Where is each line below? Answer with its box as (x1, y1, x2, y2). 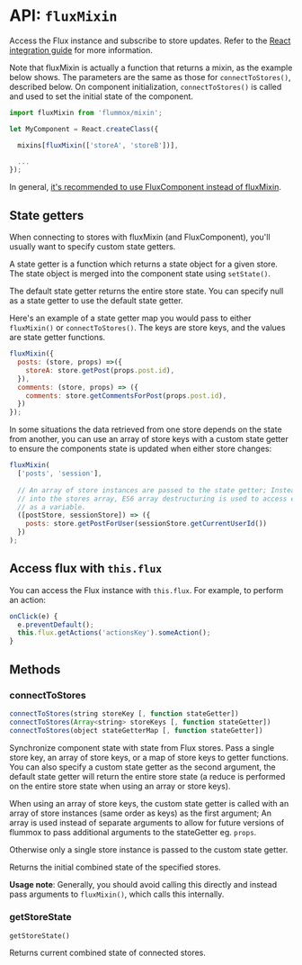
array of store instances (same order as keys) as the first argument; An (9, 807, 272, 818)
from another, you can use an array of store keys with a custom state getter (9, 434, 289, 445)
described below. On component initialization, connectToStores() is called (9, 81, 282, 92)
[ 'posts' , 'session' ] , (17, 469, 102, 478)
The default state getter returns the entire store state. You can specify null (9, 285, 284, 297)
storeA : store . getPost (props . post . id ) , (25, 365, 175, 374)
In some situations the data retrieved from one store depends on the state (9, 424, 282, 435)
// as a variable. (17, 502, 87, 511)
